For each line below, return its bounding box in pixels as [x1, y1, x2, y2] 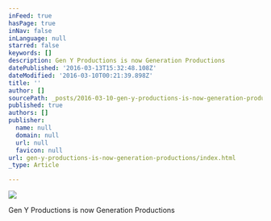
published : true [8, 101, 63, 109]
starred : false [8, 42, 60, 50]
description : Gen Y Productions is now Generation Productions [8, 57, 226, 65]
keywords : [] [8, 49, 52, 57]
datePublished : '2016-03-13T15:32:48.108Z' [8, 64, 157, 72]
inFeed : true [8, 11, 52, 20]
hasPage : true [8, 19, 56, 27]
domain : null [15, 131, 60, 139]
